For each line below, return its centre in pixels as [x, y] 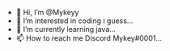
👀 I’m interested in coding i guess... [74, 21]
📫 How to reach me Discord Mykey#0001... [89, 38]
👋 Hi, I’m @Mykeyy [47, 12]
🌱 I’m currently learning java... [66, 29]
